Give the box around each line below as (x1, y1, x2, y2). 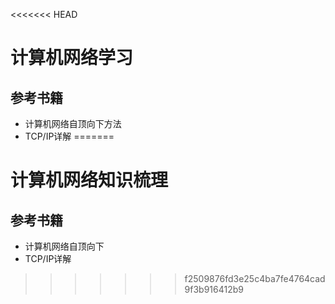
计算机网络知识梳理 (10, 169, 169, 192)
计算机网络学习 (10, 47, 134, 69)
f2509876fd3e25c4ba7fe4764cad (184, 273, 326, 284)
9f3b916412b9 (184, 284, 244, 295)
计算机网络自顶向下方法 (24, 118, 122, 129)
